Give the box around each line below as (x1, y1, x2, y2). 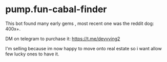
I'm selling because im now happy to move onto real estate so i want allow (5, 45, 162, 51)
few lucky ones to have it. (5, 51, 59, 57)
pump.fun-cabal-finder (5, 4, 107, 15)
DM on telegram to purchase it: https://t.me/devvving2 (5, 36, 120, 42)
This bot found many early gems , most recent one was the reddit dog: (5, 20, 154, 26)
